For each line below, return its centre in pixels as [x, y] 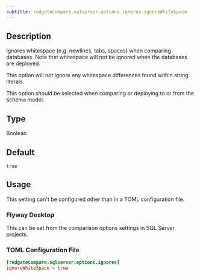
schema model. [25, 100]
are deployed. [23, 63]
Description [29, 37]
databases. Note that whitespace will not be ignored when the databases [97, 57]
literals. [15, 81]
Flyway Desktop [30, 215]
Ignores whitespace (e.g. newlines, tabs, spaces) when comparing [89, 51]
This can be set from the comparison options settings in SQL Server [90, 228]
